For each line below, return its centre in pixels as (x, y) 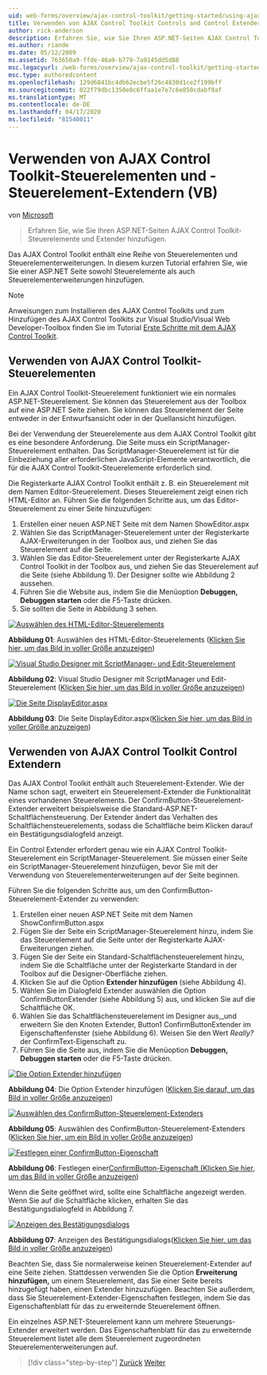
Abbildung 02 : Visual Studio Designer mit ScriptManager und (109, 679)
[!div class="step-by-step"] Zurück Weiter (97, 1363)
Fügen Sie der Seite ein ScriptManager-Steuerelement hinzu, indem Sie (136, 932)
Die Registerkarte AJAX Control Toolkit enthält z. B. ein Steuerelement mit (129, 483)
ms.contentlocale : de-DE (49, 104)
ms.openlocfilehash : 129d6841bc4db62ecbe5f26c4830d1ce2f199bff (115, 82)
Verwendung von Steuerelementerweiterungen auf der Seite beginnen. (124, 875)
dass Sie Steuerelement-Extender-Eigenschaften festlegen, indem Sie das (130, 1298)
